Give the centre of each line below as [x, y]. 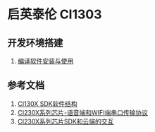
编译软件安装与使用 [45, 61]
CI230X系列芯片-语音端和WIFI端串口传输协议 [82, 112]
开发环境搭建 [35, 43]
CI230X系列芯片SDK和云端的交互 [66, 121]
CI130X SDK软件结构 [47, 104]
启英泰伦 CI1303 [55, 14]
